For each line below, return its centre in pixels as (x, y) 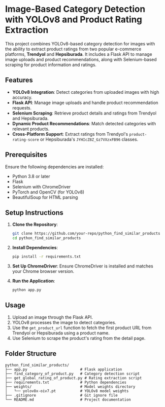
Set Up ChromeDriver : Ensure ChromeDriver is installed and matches (83, 266)
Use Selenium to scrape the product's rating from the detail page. (79, 338)
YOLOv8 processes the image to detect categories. (64, 322)
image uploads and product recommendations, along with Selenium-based (81, 59)
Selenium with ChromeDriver (41, 186)
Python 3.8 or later (31, 176)
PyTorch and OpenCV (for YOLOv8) (48, 192)
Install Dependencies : (35, 248)
